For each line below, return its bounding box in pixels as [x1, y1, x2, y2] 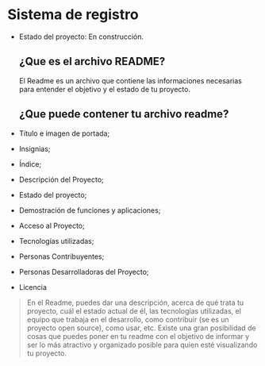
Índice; [18, 159, 42, 168]
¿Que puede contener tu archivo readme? [18, 107, 229, 121]
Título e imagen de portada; [18, 129, 110, 138]
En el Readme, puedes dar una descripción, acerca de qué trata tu [26, 298, 244, 307]
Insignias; [18, 144, 51, 153]
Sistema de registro [7, 6, 140, 24]
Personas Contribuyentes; [18, 252, 105, 261]
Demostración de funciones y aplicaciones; [18, 205, 161, 215]
